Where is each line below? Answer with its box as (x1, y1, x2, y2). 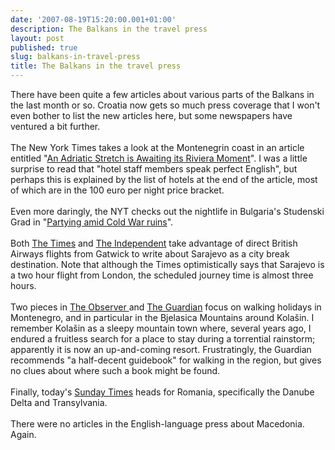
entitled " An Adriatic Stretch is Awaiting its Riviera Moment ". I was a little (10, 152, 308, 164)
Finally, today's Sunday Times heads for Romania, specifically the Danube (10, 386, 315, 398)
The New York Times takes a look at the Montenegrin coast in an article (10, 142, 305, 153)
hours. (10, 280, 37, 291)
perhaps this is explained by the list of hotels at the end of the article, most (10, 174, 318, 185)
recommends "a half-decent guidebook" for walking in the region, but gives (10, 354, 322, 366)
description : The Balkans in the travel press (10, 24, 208, 34)
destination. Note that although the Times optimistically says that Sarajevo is (10, 259, 325, 270)
